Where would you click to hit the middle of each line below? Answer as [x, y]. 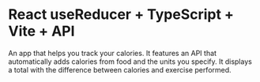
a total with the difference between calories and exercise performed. [120, 69]
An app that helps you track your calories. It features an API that [113, 53]
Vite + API [41, 31]
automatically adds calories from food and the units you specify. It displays [130, 61]
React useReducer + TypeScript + [121, 15]
